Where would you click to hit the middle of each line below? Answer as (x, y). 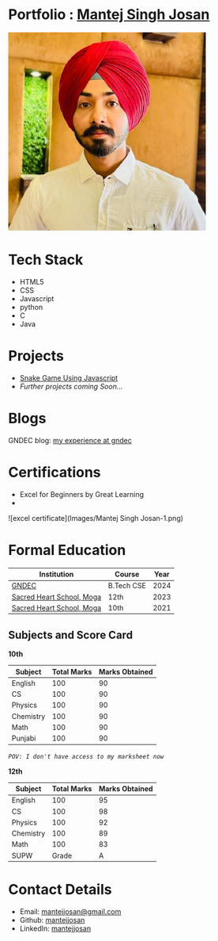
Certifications (54, 472)
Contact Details (60, 890)
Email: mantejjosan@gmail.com (70, 912)
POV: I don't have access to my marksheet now (86, 756)
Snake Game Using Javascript (69, 377)
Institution (56, 574)
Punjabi (24, 738)
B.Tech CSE (127, 586)
